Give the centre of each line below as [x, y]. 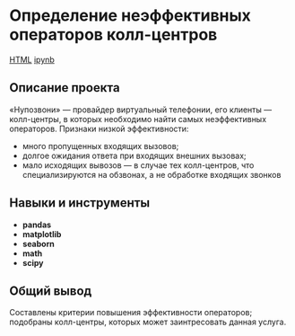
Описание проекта [65, 88]
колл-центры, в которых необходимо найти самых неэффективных [138, 119]
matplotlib [42, 234]
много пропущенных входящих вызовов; [100, 146]
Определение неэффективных [130, 16]
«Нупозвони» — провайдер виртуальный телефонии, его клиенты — [141, 110]
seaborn [39, 243]
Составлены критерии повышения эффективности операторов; [131, 313]
